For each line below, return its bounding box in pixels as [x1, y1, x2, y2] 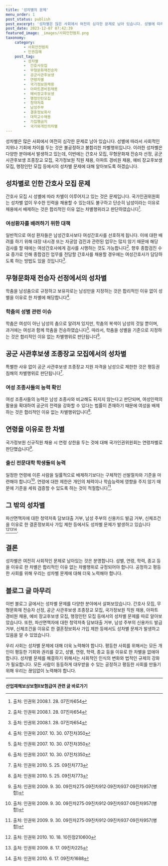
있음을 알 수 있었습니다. [5, 632, 51, 638]
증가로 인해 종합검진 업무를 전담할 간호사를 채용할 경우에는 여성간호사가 [10, 251, 150, 257]
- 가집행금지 [23, 119, 48, 124]
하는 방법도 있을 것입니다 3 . [14, 256, 67, 263]
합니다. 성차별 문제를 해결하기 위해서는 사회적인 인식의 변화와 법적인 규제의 [5, 655, 151, 661]
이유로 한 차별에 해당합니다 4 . [14, 294, 71, 301]
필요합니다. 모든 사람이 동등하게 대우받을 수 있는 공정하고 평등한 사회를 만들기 [10, 662, 162, 668]
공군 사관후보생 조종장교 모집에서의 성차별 [5, 350, 127, 358]
